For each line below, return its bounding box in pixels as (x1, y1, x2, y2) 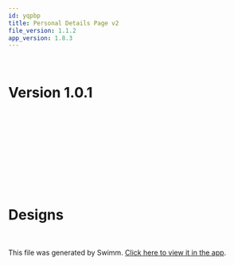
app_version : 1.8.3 (8, 34, 73, 42)
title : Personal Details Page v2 (8, 19, 119, 27)
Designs (8, 206, 64, 224)
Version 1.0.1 (8, 84, 93, 102)
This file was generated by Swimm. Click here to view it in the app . (8, 248, 227, 258)
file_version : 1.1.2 (8, 26, 77, 34)
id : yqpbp (8, 11, 41, 20)
